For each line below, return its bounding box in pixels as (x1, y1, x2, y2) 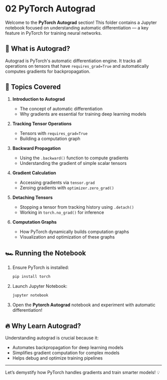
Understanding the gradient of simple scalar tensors (19, 160, 127, 166)
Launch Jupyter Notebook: (12, 283, 68, 289)
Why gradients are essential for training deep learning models (19, 111, 147, 117)
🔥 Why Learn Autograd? (5, 322, 81, 330)
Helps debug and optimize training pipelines (12, 355, 103, 361)
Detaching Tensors (12, 194, 53, 200)
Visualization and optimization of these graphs (19, 234, 115, 240)
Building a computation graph (19, 135, 81, 141)
